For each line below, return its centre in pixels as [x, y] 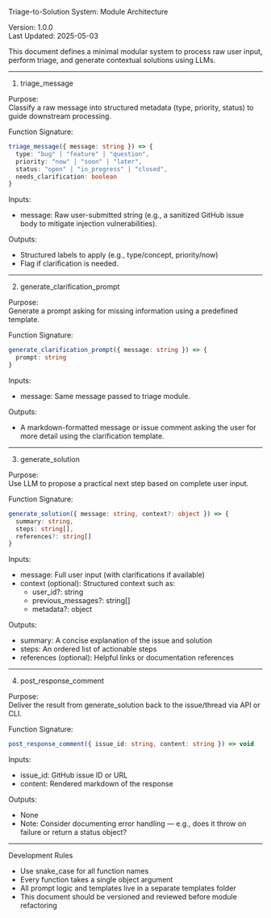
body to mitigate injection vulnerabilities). [88, 224]
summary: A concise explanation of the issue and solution [116, 640]
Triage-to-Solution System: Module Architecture [88, 12]
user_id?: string [58, 592]
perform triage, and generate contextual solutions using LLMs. [112, 60]
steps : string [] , [45, 529]
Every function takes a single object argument [96, 880]
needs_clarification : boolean [66, 177]
